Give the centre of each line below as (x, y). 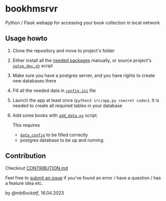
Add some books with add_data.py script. (55, 115)
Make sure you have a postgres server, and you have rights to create (84, 75)
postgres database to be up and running (62, 140)
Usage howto (26, 38)
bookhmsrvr (31, 9)
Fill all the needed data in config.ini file (54, 90)
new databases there (34, 80)
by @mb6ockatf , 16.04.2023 (35, 193)
